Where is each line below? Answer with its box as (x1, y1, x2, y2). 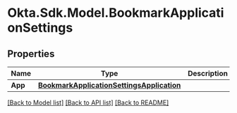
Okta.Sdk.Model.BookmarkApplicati (7, 5, 224, 21)
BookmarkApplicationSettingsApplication (37, 81, 181, 90)
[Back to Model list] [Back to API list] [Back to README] (7, 98, 169, 107)
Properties (7, 48, 55, 60)
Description (188, 69, 228, 78)
